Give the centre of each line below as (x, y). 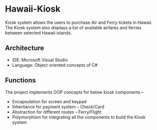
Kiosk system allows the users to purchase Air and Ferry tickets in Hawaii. (79, 22)
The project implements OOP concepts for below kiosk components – (74, 92)
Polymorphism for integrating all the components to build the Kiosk (79, 117)
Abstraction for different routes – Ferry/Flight (57, 112)
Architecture (25, 48)
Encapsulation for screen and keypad (49, 101)
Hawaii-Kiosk (33, 9)
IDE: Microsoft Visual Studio (40, 60)
